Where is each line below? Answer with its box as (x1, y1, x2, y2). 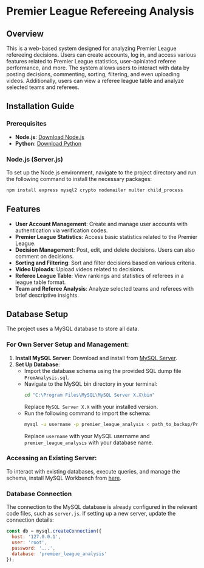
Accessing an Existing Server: (6, 454, 97, 463)
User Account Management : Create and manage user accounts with (15, 220, 188, 227)
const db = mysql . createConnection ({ (6, 528, 102, 534)
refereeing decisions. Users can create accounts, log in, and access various (6, 51, 196, 59)
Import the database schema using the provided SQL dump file (24, 367, 182, 374)
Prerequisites (6, 119, 47, 128)
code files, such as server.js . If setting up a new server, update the (6, 510, 176, 517)
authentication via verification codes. (15, 227, 108, 234)
